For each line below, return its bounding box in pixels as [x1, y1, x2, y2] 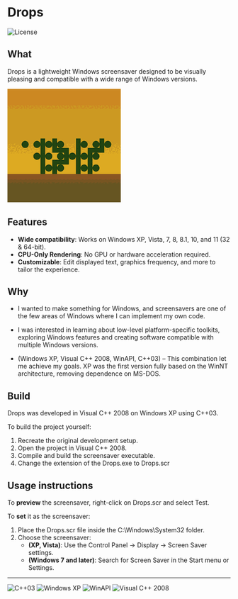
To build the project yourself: [7, 422, 92, 431]
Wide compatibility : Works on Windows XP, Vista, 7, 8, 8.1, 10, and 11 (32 [17, 235, 230, 243]
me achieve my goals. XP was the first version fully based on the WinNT [17, 362, 229, 371]
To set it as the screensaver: [7, 512, 91, 520]
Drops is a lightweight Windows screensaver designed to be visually [7, 67, 207, 75]
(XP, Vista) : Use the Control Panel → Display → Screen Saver [28, 541, 208, 549]
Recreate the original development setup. [17, 437, 138, 445]
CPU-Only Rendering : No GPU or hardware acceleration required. [17, 250, 211, 259]
